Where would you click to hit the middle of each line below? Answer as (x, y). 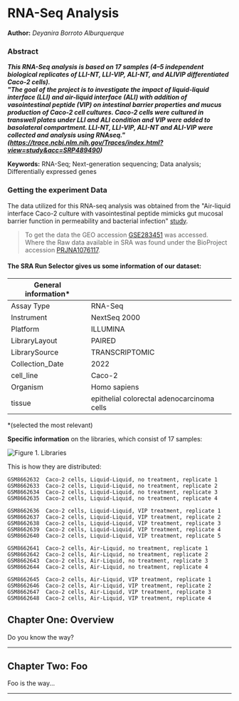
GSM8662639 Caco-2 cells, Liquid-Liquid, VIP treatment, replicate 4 (114, 529)
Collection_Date (37, 364)
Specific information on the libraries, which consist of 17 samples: (105, 439)
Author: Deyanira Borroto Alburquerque (66, 33)
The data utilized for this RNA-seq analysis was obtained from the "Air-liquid (119, 205)
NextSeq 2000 (116, 317)
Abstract (23, 51)
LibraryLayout (34, 340)
